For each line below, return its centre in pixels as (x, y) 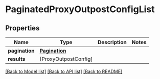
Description (112, 42)
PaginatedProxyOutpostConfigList (80, 9)
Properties (22, 28)
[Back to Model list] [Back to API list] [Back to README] (64, 71)
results (17, 59)
